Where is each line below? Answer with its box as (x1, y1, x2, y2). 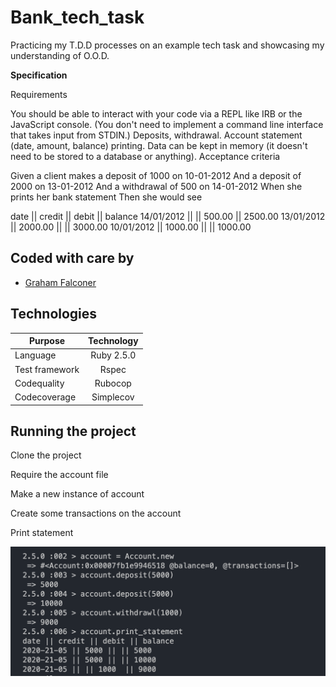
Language (14, 349, 57, 361)
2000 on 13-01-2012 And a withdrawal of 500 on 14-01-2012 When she (10, 180, 303, 192)
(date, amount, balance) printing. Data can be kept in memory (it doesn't (10, 139, 308, 151)
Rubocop (94, 377, 132, 389)
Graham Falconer (24, 276, 97, 288)
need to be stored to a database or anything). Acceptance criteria (10, 150, 281, 162)
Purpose (28, 335, 66, 347)
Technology (88, 335, 139, 347)
